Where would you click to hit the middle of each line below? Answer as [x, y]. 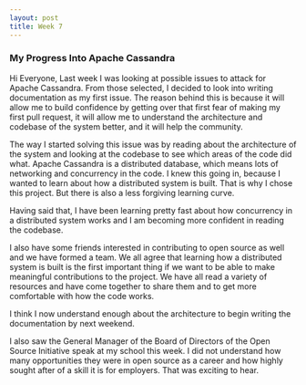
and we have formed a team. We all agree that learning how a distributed [146, 257]
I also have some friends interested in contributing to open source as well [147, 247]
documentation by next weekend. [72, 323]
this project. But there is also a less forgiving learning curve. [122, 192]
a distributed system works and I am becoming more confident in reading [147, 220]
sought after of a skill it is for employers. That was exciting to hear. [134, 369]
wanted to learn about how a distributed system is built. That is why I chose [151, 182]
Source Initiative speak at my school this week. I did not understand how [145, 350]
